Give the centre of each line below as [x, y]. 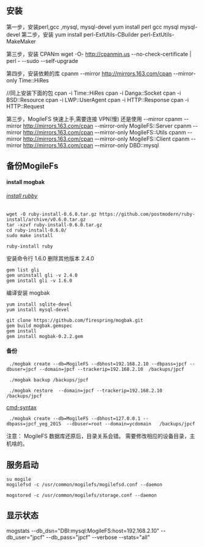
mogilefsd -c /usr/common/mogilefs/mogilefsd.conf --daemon [85, 485]
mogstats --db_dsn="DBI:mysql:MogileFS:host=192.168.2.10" [83, 530]
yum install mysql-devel [38, 310]
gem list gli [23, 270]
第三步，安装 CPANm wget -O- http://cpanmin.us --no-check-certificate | [99, 54]
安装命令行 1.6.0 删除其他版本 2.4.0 [50, 258]
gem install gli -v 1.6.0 [39, 281]
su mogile [19, 479]
